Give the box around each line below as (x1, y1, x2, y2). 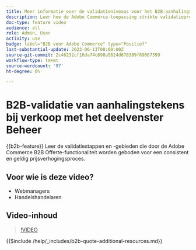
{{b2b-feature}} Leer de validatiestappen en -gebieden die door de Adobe (6, 143, 185, 150)
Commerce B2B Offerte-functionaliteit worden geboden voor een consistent (6, 149, 189, 156)
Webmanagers (14, 187, 50, 195)
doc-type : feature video (6, 19, 66, 25)
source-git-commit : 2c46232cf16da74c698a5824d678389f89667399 (6, 52, 160, 58)
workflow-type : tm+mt (6, 57, 59, 63)
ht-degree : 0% (6, 68, 41, 74)
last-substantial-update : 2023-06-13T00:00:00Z (6, 47, 124, 53)
